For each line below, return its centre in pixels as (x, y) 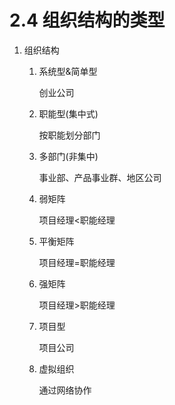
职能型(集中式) (68, 113)
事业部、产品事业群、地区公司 (100, 177)
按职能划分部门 (69, 135)
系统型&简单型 (68, 71)
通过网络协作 (65, 390)
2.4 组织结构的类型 (87, 20)
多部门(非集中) (68, 156)
